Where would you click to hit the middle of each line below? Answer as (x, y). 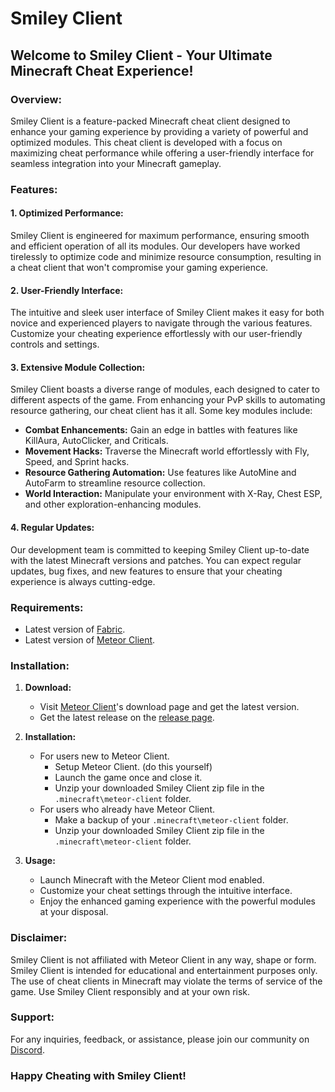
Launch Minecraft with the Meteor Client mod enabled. (152, 880)
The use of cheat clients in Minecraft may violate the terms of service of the (166, 981)
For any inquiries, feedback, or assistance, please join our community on (160, 1039)
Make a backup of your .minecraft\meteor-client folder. (171, 820)
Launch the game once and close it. (128, 778)
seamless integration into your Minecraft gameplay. (116, 163)
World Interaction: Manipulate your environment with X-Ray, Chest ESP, (173, 494)
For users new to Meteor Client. (104, 756)
